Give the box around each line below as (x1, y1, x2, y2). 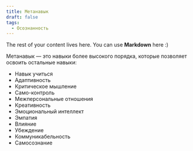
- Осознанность (11, 25, 49, 31)
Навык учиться (14, 70, 53, 77)
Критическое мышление (14, 83, 77, 90)
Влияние (14, 120, 37, 127)
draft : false (6, 14, 38, 20)
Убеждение (14, 127, 44, 134)
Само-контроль (14, 89, 55, 96)
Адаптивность (14, 77, 51, 84)
